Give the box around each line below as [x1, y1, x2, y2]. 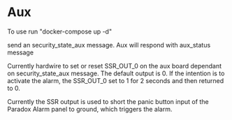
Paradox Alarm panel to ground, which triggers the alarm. [7, 105, 173, 113]
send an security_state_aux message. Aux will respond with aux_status [7, 40, 211, 49]
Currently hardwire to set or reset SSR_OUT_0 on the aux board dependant [7, 61, 222, 70]
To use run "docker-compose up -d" [7, 27, 113, 36]
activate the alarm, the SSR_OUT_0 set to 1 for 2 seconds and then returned [7, 76, 224, 84]
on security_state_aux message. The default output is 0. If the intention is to [7, 69, 225, 77]
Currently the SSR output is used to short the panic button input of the [7, 97, 209, 105]
